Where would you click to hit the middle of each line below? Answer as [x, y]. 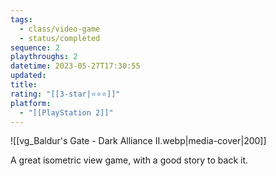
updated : [28, 76]
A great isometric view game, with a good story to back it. [129, 160]
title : [24, 85]
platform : [31, 103]
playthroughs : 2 [44, 57]
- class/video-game [60, 29]
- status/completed [60, 38]
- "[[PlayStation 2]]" [66, 112]
